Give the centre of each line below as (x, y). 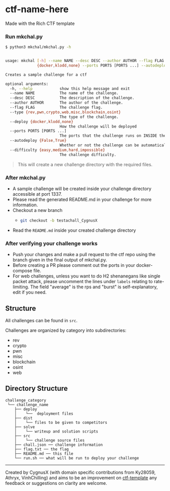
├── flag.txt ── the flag (42, 449)
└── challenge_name (28, 405)
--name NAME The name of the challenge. (64, 93)
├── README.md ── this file (44, 453)
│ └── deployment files (44, 413)
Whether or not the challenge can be (99, 145)
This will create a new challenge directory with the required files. (85, 164)
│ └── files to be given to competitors (61, 422)
